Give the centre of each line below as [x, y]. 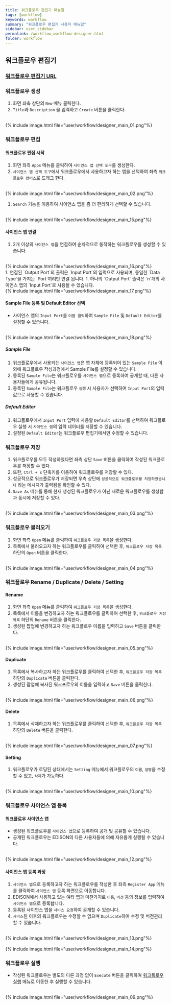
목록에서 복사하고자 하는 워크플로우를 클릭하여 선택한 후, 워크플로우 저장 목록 [87, 672]
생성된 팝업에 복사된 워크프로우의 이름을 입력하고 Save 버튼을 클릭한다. [83, 684]
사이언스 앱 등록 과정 [26, 872]
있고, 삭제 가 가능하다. [44, 776]
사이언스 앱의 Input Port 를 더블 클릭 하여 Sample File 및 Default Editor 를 [87, 316]
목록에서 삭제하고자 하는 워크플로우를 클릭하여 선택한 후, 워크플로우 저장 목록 [87, 724]
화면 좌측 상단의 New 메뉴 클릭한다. [47, 103]
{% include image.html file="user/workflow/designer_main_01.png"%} [79, 125]
